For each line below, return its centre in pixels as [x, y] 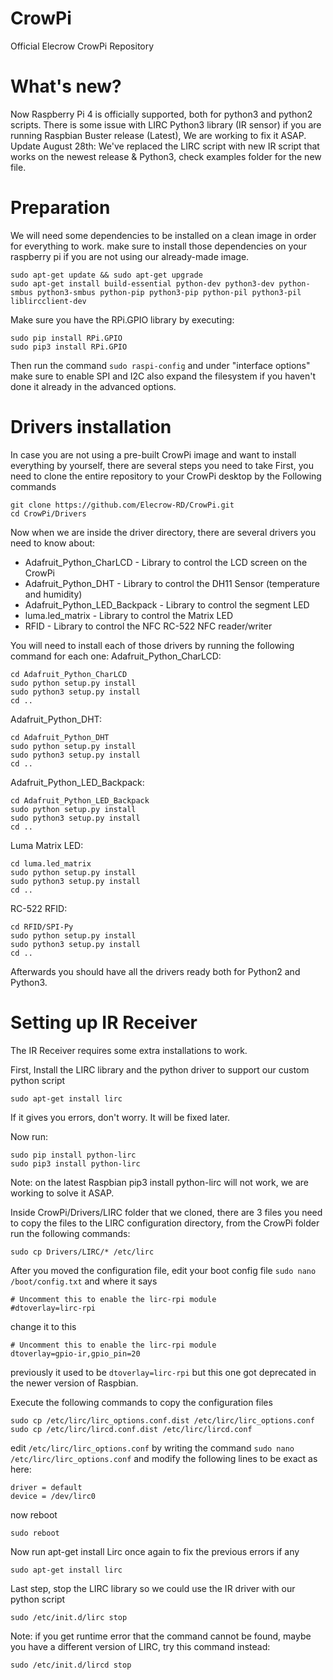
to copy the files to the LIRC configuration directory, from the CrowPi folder [165, 1223]
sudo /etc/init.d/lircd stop [71, 1665]
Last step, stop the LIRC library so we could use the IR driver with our [153, 1588]
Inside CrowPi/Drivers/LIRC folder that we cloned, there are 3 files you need [166, 1212]
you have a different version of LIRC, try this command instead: [140, 1646]
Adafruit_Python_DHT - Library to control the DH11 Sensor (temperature [172, 583]
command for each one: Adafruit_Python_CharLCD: [116, 656]
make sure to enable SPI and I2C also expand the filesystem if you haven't [163, 376]
